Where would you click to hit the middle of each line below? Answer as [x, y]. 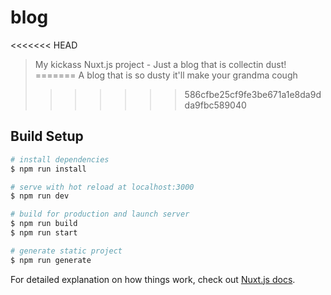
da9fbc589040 [215, 105]
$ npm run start [44, 233]
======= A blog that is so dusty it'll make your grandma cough [166, 75]
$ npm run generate [51, 260]
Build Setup [47, 136]
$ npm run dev [40, 196]
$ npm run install [48, 169]
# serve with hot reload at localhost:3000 [102, 187]
